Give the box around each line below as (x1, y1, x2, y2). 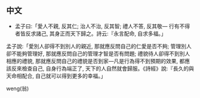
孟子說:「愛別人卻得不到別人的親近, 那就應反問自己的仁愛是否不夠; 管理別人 (6, 42, 192, 49)
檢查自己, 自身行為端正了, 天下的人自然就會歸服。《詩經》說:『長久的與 (21, 65, 194, 72)
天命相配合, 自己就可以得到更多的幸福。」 (6, 72, 106, 79)
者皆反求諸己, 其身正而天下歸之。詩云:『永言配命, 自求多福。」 (14, 30, 167, 37)
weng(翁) (6, 85, 29, 92)
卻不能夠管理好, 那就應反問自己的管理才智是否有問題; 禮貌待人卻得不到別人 (6, 50, 190, 57)
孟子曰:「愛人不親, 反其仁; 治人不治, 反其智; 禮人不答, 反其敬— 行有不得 (14, 23, 190, 30)
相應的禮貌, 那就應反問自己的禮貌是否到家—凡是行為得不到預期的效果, (6, 57, 179, 64)
